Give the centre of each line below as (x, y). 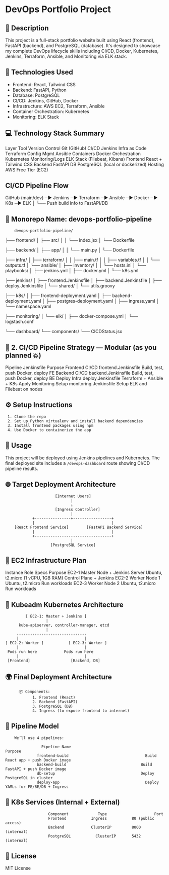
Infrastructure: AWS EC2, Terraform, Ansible (59, 106)
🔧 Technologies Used (39, 72)
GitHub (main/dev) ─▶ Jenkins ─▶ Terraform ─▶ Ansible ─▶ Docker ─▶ (81, 198)
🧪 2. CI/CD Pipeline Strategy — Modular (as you (81, 348)
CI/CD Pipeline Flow (37, 186)
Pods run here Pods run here (50, 652)
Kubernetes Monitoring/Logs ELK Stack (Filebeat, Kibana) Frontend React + (84, 159)
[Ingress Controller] (77, 509)
